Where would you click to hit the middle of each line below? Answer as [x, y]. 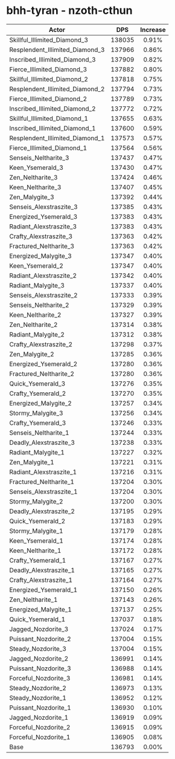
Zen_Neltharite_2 [33, 325]
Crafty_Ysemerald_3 [38, 422]
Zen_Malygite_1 [32, 462]
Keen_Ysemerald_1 [36, 540]
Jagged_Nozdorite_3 [39, 629]
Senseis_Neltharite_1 [39, 433]
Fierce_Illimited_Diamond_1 [48, 147]
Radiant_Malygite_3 [37, 285]
